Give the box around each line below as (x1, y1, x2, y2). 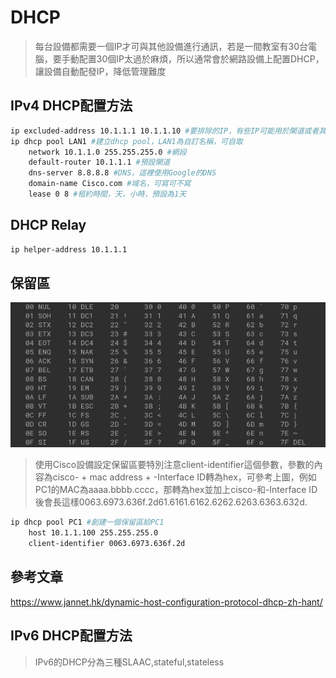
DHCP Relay (10, 217, 87, 234)
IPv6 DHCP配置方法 (10, 627, 133, 645)
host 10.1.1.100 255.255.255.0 (28, 528, 159, 538)
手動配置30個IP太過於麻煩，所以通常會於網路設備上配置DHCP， (61, 52, 325, 65)
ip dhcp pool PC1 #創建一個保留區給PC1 (10, 517, 165, 528)
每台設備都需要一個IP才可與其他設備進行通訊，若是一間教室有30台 (34, 40, 308, 52)
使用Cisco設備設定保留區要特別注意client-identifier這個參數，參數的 (34, 459, 315, 471)
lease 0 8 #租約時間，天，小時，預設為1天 (28, 189, 187, 199)
